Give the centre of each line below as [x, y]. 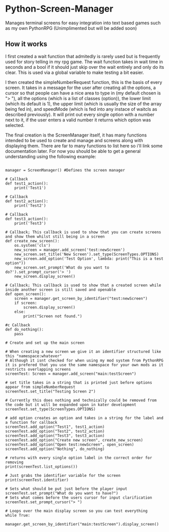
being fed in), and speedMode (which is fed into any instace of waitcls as [81, 109]
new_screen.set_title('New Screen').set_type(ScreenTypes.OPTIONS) [87, 254]
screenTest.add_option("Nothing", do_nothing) [55, 449]
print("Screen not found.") [53, 316]
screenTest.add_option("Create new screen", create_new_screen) [74, 440]
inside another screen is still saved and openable [61, 290]
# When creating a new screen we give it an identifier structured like [83, 351]
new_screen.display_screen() [45, 276]
